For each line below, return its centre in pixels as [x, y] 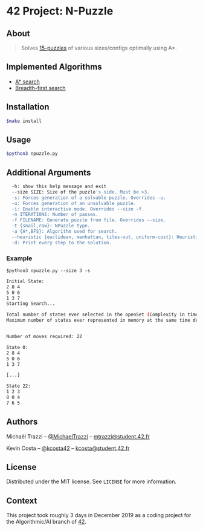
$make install [24, 121]
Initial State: [25, 281]
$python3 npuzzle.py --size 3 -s [48, 270]
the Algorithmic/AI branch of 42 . [46, 522]
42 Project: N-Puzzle [60, 11]
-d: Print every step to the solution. [62, 243]
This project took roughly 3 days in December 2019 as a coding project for [99, 515]
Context [22, 500]
